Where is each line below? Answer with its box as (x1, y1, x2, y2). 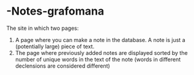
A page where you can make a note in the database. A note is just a (15, 36, 185, 43)
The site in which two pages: (6, 24, 79, 32)
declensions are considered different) (15, 62, 110, 70)
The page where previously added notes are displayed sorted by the (15, 49, 188, 56)
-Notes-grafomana (6, 4, 105, 18)
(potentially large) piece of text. (15, 43, 95, 50)
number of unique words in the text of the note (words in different (15, 55, 181, 63)
